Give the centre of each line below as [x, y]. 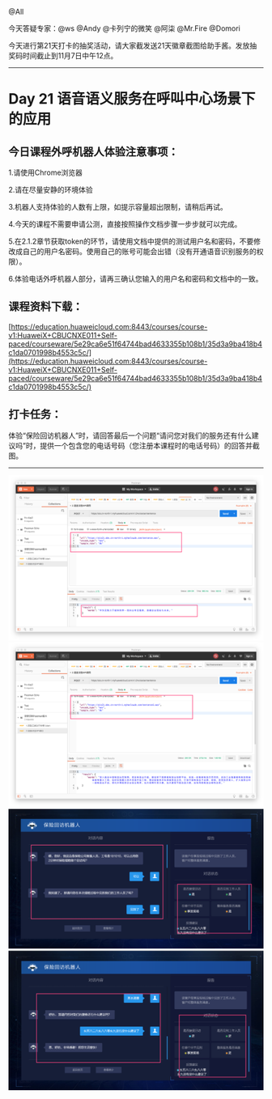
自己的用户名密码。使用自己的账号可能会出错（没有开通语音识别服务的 [139, 251]
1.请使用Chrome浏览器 [46, 172]
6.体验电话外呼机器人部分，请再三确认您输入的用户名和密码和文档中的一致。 [136, 279]
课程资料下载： [46, 307]
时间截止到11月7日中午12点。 [70, 55]
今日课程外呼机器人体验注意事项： [93, 152]
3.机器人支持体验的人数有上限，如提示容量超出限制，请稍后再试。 [118, 207]
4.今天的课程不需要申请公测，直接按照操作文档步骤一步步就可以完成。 [125, 224]
